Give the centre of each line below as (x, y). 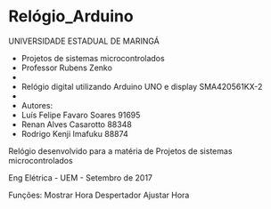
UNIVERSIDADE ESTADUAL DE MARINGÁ (84, 41)
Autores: (37, 105)
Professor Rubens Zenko (67, 68)
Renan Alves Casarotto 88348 (77, 124)
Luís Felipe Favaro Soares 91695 (81, 115)
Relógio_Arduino (71, 16)
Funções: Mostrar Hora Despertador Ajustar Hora (99, 195)
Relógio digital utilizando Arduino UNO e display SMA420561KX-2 (142, 86)
